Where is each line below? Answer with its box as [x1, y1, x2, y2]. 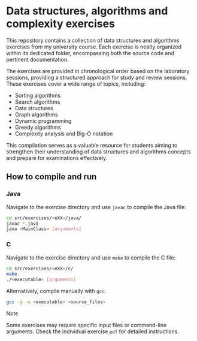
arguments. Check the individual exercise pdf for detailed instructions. [6, 328, 180, 335]
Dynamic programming [14, 117, 72, 124]
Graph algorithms [14, 111, 58, 118]
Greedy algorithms [14, 123, 61, 131]
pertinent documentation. [6, 56, 69, 63]
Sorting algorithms [14, 92, 61, 99]
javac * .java [6, 221, 39, 227]
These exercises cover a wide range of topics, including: [6, 80, 146, 87]
